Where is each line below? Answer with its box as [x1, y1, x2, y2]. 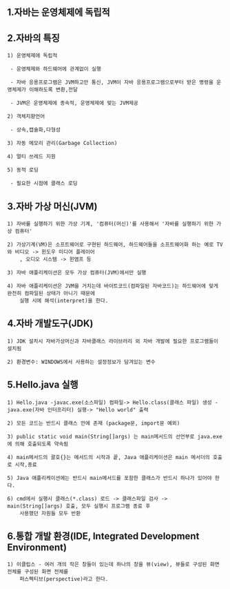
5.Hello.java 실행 [7, 379, 79, 391]
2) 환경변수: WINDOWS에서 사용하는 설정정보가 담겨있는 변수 [7, 358, 156, 365]
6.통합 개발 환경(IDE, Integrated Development [7, 530, 200, 542]
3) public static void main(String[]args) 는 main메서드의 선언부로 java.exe [7, 433, 222, 440]
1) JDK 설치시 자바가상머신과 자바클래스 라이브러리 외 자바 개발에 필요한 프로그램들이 [7, 338, 219, 345]
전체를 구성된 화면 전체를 [7, 568, 69, 575]
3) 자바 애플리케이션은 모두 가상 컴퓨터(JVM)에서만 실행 [7, 269, 147, 276]
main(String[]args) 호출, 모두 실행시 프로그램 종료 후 [7, 503, 151, 510]
